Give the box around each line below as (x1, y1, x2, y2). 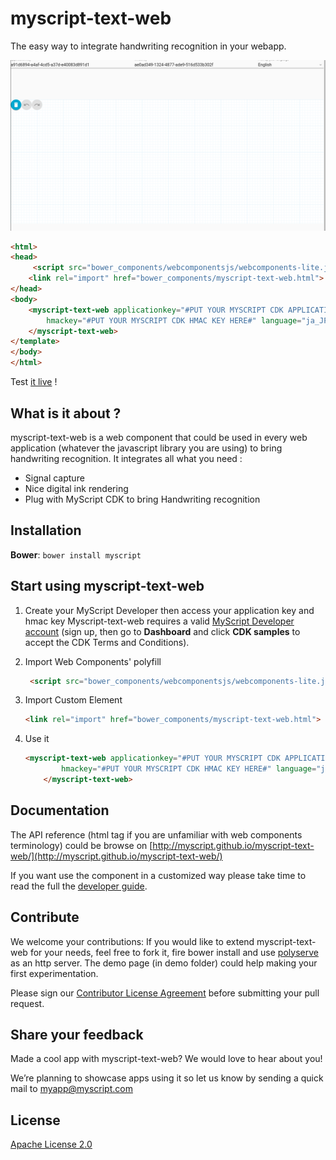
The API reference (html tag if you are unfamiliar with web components (10, 828, 303, 841)
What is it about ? (10, 405, 122, 422)
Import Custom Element (24, 694, 123, 706)
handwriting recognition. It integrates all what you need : (10, 452, 243, 464)
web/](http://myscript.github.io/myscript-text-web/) (10, 850, 223, 862)
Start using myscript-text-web (10, 578, 205, 595)
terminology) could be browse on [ (10, 839, 153, 851)
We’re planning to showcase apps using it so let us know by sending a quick (10, 1072, 324, 1084)
